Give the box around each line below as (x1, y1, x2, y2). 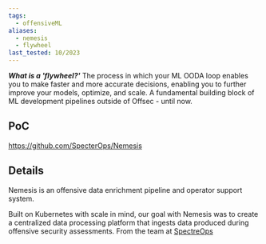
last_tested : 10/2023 (8, 49, 81, 57)
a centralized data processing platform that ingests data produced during (8, 218, 249, 227)
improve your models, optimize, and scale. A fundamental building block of (8, 88, 255, 97)
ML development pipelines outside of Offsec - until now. (8, 97, 193, 106)
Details (8, 164, 44, 178)
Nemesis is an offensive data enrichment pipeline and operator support (8, 185, 243, 194)
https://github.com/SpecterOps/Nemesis (8, 141, 142, 150)
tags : (8, 11, 26, 20)
